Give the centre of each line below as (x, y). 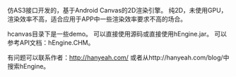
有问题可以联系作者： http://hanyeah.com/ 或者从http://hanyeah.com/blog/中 (118, 57)
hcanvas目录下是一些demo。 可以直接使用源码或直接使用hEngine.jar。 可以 (117, 34)
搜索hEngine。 (29, 66)
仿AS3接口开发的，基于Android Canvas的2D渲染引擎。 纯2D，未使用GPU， (117, 10)
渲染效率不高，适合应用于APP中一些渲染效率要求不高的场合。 (97, 19)
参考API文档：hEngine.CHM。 (51, 43)
